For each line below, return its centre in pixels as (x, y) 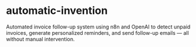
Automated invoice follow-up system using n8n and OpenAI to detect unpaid (98, 27)
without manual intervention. (40, 39)
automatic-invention (57, 11)
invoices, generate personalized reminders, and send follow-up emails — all (97, 32)
